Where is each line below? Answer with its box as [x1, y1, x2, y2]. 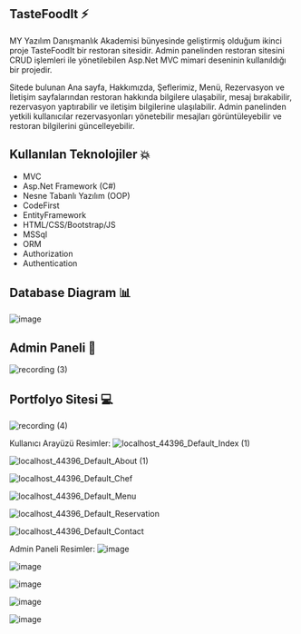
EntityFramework [22, 209, 87, 220]
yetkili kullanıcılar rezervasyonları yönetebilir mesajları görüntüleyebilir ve [9, 111, 283, 122]
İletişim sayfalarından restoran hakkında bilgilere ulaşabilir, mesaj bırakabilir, [9, 91, 293, 102]
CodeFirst [22, 200, 61, 211]
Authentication [22, 257, 78, 269]
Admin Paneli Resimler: [9, 543, 95, 555]
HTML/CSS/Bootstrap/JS [22, 219, 116, 230]
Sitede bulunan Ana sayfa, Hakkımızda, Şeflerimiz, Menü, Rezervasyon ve [9, 82, 286, 93]
